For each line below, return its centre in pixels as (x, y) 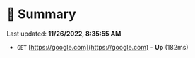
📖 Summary (41, 14)
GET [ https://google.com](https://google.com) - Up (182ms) (102, 47)
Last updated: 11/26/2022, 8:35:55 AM (64, 34)
